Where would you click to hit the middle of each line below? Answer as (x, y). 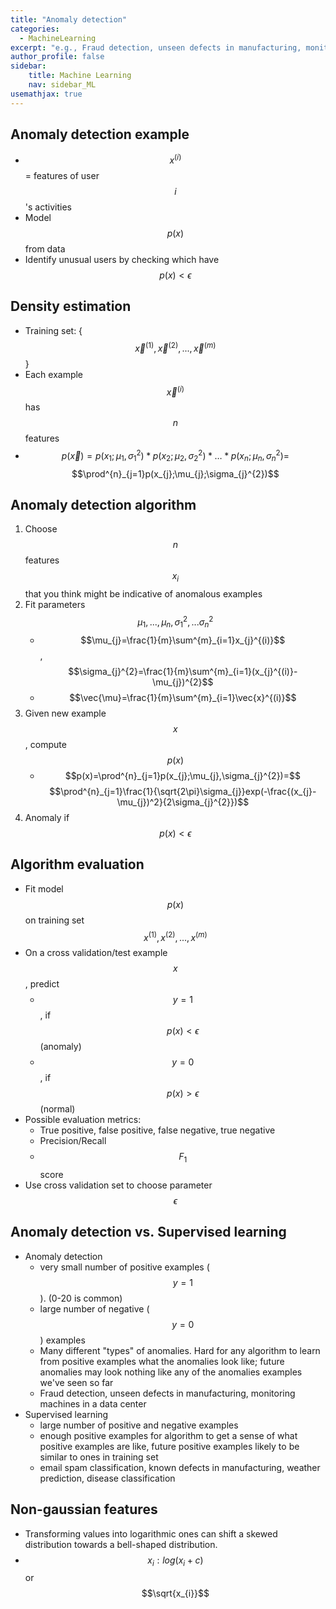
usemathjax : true (46, 94)
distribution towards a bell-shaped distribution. (121, 1544)
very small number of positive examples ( (124, 1267)
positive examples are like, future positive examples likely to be (169, 1446)
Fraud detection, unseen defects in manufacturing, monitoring (167, 1393)
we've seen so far (76, 1382)
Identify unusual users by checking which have (122, 260)
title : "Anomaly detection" (69, 19)
